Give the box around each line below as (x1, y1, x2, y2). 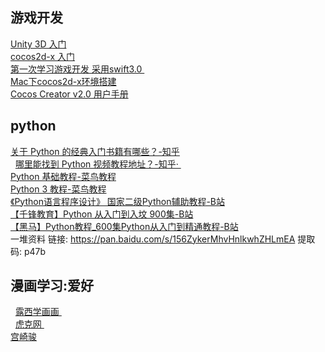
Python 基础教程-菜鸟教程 (10, 170, 117, 182)
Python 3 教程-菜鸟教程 (10, 183, 107, 195)
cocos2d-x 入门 (10, 50, 75, 62)
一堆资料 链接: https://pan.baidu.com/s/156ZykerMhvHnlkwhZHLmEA (10, 233, 296, 245)
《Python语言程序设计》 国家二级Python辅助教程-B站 (10, 195, 226, 207)
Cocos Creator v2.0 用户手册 (10, 88, 129, 100)
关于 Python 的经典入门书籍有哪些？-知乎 (10, 145, 180, 157)
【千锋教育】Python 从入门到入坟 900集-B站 (10, 208, 194, 220)
